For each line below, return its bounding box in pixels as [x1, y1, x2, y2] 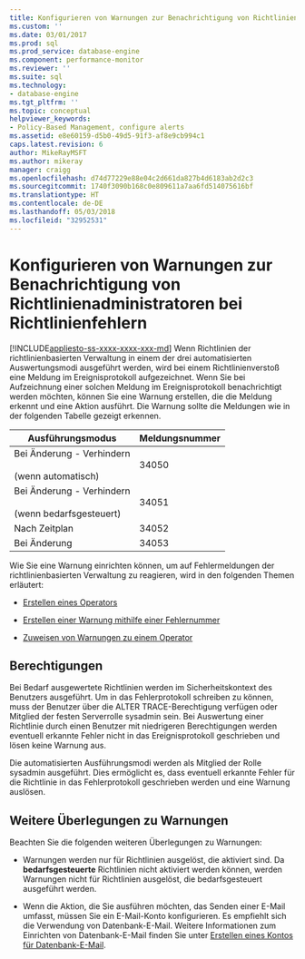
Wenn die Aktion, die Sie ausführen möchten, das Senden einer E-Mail [22, 901, 286, 912]
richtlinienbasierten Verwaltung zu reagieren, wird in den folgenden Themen [9, 569, 295, 581]
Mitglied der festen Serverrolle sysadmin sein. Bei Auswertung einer [9, 711, 264, 722]
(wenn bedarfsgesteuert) [14, 507, 122, 520]
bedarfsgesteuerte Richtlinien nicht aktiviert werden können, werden [22, 864, 283, 876]
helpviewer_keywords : [9, 114, 92, 123]
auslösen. [9, 787, 46, 798]
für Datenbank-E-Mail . [22, 940, 106, 951]
